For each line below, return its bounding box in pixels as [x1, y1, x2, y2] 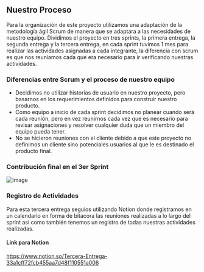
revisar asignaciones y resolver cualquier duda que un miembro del [15, 121, 185, 129]
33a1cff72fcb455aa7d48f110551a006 [6, 259, 99, 266]
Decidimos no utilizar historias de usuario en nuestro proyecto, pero [15, 89, 186, 96]
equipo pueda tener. [15, 128, 66, 135]
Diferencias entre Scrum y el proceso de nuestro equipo [6, 75, 175, 84]
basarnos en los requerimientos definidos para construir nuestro [15, 96, 177, 103]
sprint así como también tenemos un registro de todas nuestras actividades [6, 218, 196, 226]
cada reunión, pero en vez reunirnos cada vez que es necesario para [15, 115, 188, 123]
